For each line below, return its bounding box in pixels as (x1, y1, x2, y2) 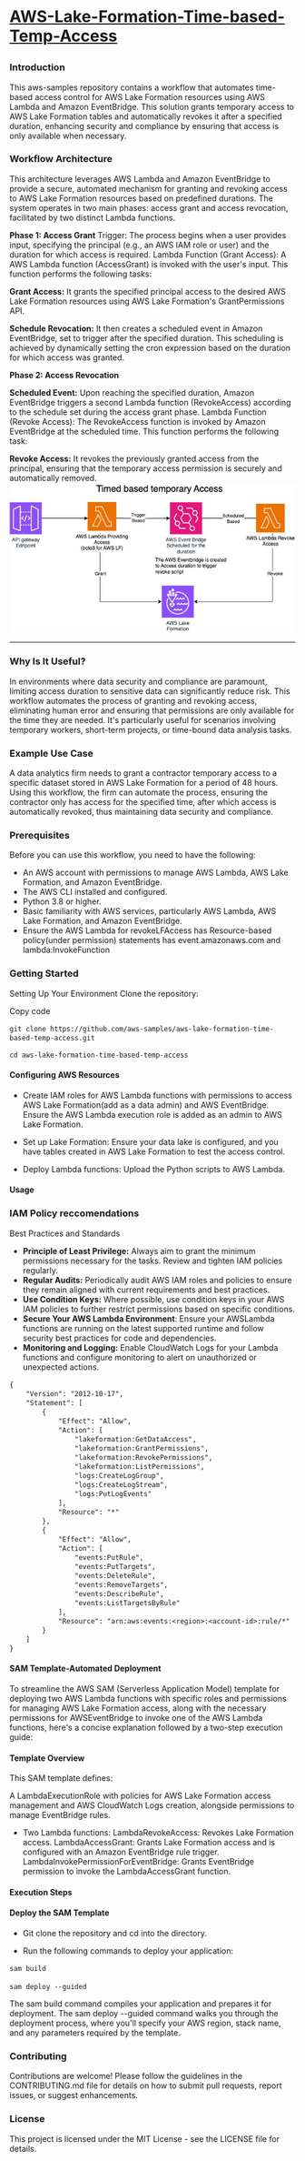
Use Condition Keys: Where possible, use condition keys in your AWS (22, 1293, 285, 1304)
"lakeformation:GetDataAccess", (74, 1434, 197, 1443)
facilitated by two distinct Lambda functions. (9, 212, 175, 223)
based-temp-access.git (9, 1033, 95, 1042)
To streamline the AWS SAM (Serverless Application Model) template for (9, 1683, 280, 1694)
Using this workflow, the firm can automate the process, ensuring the (9, 787, 269, 798)
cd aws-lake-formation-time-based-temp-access (9, 1050, 189, 1060)
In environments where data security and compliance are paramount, (9, 676, 268, 687)
